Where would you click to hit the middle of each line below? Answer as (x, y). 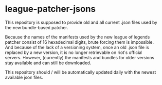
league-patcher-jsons (50, 9)
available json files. (24, 77)
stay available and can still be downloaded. (48, 63)
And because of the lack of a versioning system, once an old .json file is (77, 47)
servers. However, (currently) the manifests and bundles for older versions (80, 57)
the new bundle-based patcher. (36, 27)
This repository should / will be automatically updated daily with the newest (81, 72)
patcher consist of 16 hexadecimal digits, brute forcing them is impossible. (80, 42)
